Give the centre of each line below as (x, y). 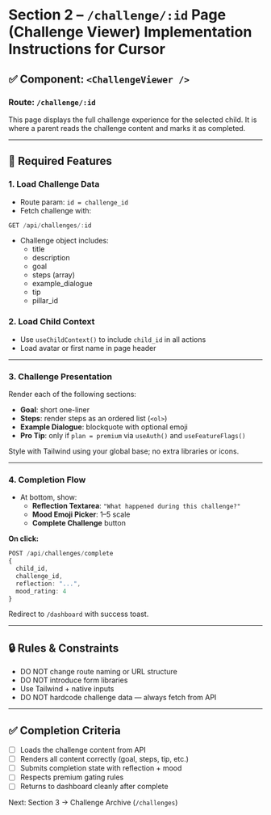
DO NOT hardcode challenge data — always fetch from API (118, 698)
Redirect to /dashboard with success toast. (79, 614)
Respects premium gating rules (72, 777)
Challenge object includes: (64, 241)
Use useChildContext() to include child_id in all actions (113, 339)
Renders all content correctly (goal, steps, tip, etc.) (104, 759)
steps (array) (53, 275)
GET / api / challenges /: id (50, 225)
